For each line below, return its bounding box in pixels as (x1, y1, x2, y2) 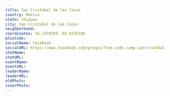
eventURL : (5, 64, 26, 69)
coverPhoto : (5, 83, 31, 88)
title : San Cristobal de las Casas (5, 7, 81, 13)
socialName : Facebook (5, 41, 51, 46)
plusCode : (5, 36, 26, 41)
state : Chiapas (5, 17, 38, 22)
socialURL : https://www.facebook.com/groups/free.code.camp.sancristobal (5, 45, 165, 50)
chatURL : (5, 54, 24, 60)
